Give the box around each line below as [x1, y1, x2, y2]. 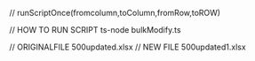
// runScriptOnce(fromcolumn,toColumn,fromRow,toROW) [9, 8, 220, 18]
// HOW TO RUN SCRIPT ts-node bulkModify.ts [9, 25, 181, 34]
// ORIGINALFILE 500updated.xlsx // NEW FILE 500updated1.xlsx [9, 42, 246, 52]
